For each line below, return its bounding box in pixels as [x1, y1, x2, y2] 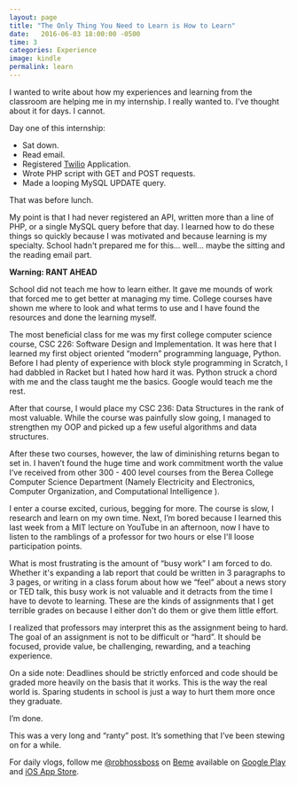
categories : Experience [9, 46, 98, 55]
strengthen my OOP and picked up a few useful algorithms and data [9, 422, 257, 432]
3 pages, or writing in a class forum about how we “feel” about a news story [9, 577, 286, 587]
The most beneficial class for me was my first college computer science [9, 329, 272, 339]
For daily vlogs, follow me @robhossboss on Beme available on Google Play [9, 757, 286, 767]
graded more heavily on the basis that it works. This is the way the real [9, 677, 268, 688]
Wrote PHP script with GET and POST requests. [21, 167, 196, 178]
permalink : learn [9, 63, 74, 72]
